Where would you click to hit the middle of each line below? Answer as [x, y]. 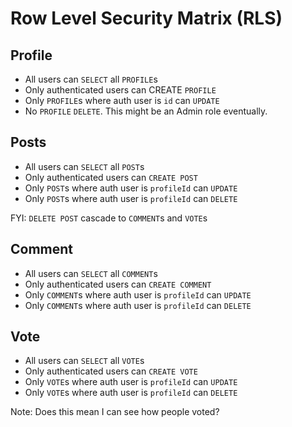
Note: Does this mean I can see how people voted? [115, 412]
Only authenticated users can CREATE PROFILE [120, 90]
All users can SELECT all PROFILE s [91, 79]
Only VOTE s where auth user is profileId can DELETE [131, 393]
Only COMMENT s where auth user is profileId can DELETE [138, 305]
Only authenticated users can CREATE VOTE [111, 371]
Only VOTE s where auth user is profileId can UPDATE [131, 382]
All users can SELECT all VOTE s [84, 361]
